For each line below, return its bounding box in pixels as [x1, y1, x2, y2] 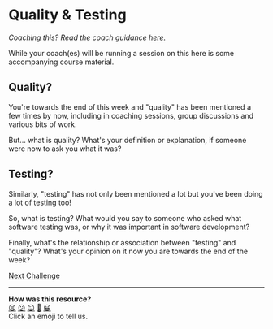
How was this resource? [8, 294, 92, 304]
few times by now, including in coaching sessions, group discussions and [8, 110, 254, 120]
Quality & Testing [8, 6, 128, 24]
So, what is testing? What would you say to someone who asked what [8, 213, 242, 223]
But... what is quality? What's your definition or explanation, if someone [8, 135, 247, 145]
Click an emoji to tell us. [8, 311, 89, 321]
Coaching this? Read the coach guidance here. [8, 32, 167, 42]
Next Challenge [8, 271, 61, 280]
